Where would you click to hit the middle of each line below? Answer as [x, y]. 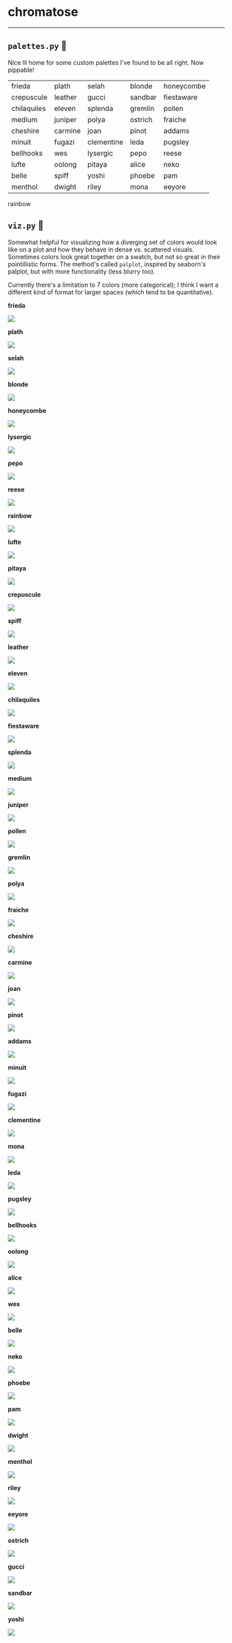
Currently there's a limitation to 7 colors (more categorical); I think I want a [113, 285]
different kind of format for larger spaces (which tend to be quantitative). [111, 292]
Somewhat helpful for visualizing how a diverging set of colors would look [113, 242]
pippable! [21, 70]
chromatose [43, 12]
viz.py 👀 [26, 226]
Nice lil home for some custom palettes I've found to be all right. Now [106, 62]
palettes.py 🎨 [38, 46]
